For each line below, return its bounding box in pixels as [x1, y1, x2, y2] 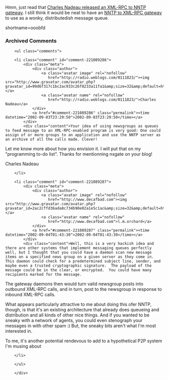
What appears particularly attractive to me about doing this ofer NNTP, [5, 301, 152, 307]
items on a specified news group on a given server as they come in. [5, 255, 154, 260]
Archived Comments [5, 37, 57, 44]
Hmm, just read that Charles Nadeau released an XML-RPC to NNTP [5, 5, 146, 10]
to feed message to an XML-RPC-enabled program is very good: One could [5, 128, 161, 133]
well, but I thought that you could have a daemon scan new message [5, 250, 152, 255]
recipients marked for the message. [5, 272, 82, 277]
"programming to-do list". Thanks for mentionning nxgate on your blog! [5, 151, 152, 157]
